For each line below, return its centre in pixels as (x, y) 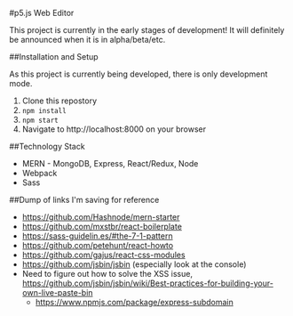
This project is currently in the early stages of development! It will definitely (147, 30)
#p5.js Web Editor (42, 13)
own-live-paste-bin (57, 292)
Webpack (40, 173)
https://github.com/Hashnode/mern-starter (101, 217)
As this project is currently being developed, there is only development (139, 74)
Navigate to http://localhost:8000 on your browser (114, 129)
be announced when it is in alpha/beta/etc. (87, 40)
